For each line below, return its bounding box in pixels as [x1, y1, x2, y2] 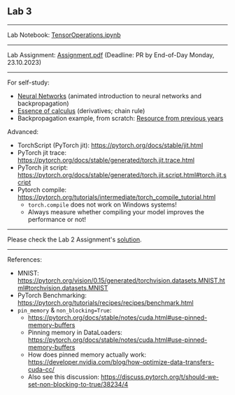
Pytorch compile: [17, 185, 67, 194]
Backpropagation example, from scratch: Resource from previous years [17, 114, 224, 122]
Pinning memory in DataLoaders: [27, 328, 122, 336]
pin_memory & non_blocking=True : [17, 306, 112, 314]
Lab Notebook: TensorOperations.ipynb [7, 31, 121, 39]
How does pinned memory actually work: [27, 350, 147, 359]
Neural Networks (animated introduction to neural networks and [17, 91, 201, 100]
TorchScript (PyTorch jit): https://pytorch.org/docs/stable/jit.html [17, 141, 204, 149]
